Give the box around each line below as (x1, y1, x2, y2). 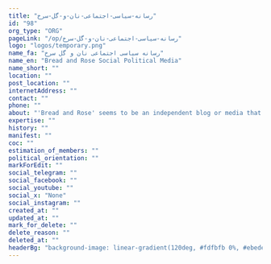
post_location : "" (8, 79, 70, 87)
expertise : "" (8, 117, 56, 125)
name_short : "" (8, 64, 60, 72)
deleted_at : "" (8, 237, 60, 245)
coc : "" (8, 138, 35, 147)
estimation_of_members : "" (8, 146, 99, 155)
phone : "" (8, 101, 42, 109)
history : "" (8, 124, 48, 132)
